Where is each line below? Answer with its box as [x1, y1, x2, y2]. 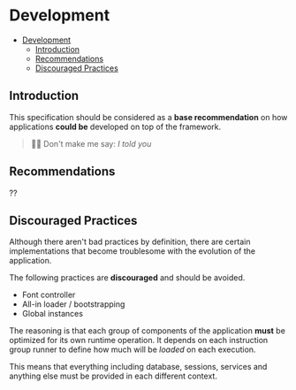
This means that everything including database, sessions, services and [9, 362, 268, 372]
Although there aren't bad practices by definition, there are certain [9, 236, 251, 248]
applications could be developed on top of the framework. [9, 121, 222, 132]
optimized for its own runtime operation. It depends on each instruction [9, 335, 269, 346]
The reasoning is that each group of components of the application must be [9, 325, 285, 336]
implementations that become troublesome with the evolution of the [9, 246, 256, 256]
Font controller [21, 289, 76, 301]
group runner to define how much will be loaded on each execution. [9, 344, 256, 355]
